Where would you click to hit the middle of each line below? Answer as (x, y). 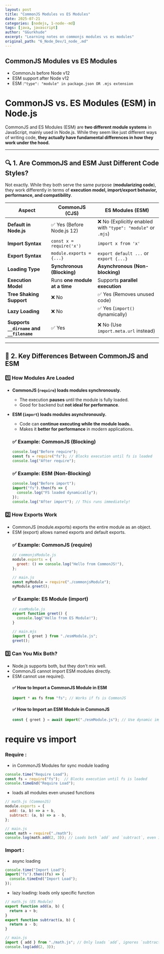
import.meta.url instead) (126, 331)
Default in (19, 225)
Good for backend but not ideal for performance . (69, 405)
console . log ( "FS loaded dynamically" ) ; (57, 492)
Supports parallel (117, 280)
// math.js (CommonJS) (28, 802)
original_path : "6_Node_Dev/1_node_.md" (47, 42)
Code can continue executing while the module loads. (75, 424)
